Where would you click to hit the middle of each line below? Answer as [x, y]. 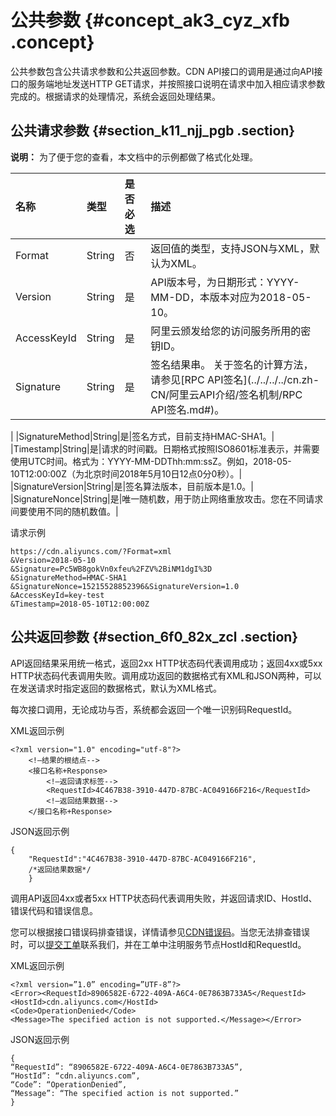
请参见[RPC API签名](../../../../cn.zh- [235, 379]
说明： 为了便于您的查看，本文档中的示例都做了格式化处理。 [134, 157]
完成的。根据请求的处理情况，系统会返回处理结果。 [115, 96]
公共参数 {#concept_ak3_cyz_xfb [150, 20]
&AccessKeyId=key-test [57, 595]
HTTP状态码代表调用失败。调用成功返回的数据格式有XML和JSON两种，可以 [166, 675]
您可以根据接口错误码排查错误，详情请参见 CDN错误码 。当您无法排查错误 [160, 932]
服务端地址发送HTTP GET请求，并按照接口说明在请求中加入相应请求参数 [176, 83]
